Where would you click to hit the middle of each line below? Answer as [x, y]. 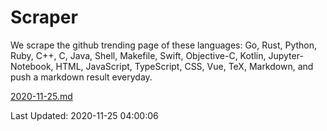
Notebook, [32, 66]
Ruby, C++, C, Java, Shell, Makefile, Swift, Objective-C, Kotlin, [138, 55]
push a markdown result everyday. [81, 77]
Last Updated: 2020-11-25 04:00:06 [84, 115]
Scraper [44, 17]
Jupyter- [286, 55]
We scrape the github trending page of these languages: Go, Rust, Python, [164, 45]
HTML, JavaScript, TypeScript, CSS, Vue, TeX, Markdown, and [184, 66]
